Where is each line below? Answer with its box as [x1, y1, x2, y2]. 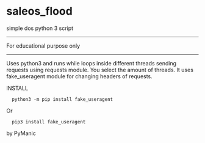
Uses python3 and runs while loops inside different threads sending [6, 59, 177, 67]
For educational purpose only [6, 42, 81, 50]
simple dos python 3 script [6, 24, 74, 32]
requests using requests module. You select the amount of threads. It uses [6, 66, 194, 73]
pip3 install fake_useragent [12, 119, 86, 125]
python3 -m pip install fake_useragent [12, 96, 113, 102]
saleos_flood [6, 4, 73, 18]
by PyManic [6, 130, 37, 137]
